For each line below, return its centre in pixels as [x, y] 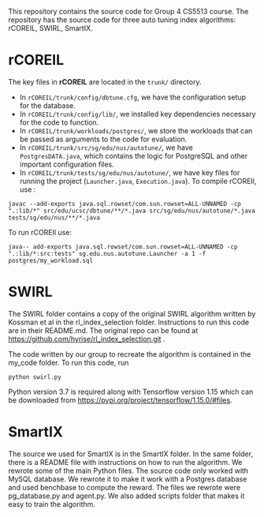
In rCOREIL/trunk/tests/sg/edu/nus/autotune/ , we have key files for [130, 172]
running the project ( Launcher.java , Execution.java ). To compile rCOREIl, [138, 181]
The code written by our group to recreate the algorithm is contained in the [130, 354]
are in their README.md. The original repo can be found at [103, 330]
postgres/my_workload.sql [50, 260]
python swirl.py [35, 377]
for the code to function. [59, 122]
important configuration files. [67, 164]
